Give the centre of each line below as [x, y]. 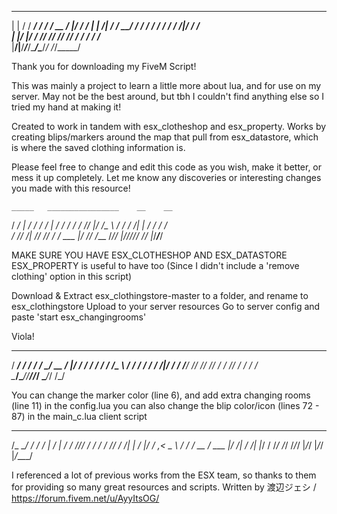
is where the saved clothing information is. [98, 147]
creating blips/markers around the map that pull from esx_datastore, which [165, 137]
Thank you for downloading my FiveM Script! [104, 66]
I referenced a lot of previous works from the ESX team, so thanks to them [164, 475]
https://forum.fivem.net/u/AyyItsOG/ [85, 498]
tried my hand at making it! [66, 107]
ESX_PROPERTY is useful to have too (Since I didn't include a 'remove [155, 265]
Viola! [23, 336]
